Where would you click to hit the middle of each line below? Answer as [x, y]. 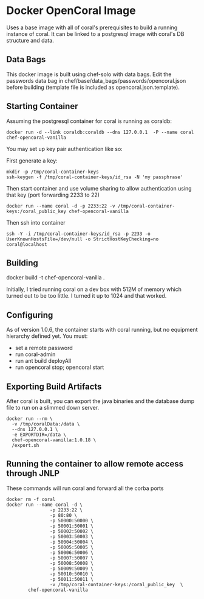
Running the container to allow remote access [95, 464]
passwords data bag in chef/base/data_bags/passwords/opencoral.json [96, 80]
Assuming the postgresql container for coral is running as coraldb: [89, 121]
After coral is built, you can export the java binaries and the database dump [100, 401]
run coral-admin [35, 354]
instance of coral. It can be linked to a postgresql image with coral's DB [95, 33]
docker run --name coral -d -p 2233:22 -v [61, 206]
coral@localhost [27, 244]
